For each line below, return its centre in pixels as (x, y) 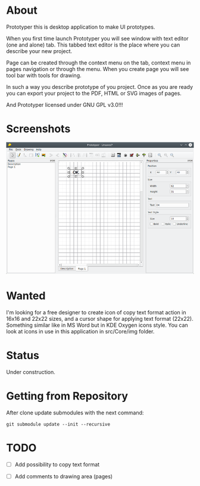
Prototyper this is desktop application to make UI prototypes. (81, 27)
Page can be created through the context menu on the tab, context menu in (99, 63)
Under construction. (31, 372)
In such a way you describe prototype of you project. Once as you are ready (100, 86)
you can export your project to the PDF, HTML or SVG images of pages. (94, 93)
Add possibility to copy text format (57, 464)
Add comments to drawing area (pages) (64, 476)
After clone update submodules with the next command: (75, 413)
